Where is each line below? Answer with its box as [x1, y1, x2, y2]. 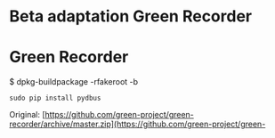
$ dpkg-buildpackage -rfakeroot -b [9, 77, 139, 87]
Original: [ [9, 110, 46, 120]
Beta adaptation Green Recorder [9, 6, 252, 27]
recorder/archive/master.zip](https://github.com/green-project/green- [9, 118, 266, 130]
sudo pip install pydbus [9, 93, 101, 103]
